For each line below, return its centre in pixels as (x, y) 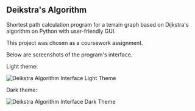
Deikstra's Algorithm (47, 10)
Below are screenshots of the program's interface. (69, 55)
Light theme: (22, 66)
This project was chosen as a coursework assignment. (75, 42)
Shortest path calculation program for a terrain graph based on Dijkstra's (97, 24)
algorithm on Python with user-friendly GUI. (61, 31)
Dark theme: (22, 90)
